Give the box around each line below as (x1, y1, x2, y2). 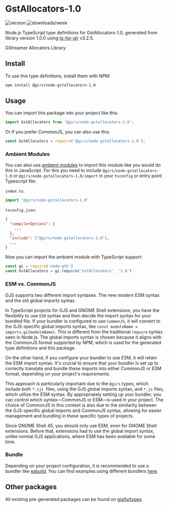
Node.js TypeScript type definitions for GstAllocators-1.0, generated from (5, 29, 158, 35)
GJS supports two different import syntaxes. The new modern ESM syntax (5, 292, 160, 298)
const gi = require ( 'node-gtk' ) (5, 264, 73, 269)
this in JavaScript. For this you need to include (5, 167, 102, 173)
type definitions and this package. (5, 345, 76, 351)
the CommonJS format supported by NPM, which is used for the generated (5, 339, 161, 345)
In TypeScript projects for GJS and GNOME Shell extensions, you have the (5, 307, 160, 313)
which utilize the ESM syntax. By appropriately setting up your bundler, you (5, 391, 161, 397)
